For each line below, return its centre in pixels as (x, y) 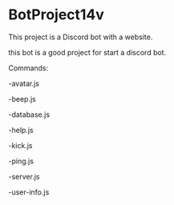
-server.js (24, 176)
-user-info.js (29, 192)
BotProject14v (56, 15)
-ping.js (21, 161)
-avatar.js (24, 83)
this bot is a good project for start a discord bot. (87, 52)
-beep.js (22, 98)
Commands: (28, 68)
